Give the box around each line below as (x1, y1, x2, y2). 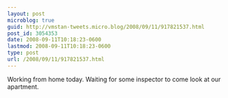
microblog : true (7, 17, 55, 24)
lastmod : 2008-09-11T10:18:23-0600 (7, 43, 111, 50)
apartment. (7, 82, 39, 91)
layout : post (7, 10, 45, 17)
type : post (7, 50, 39, 57)
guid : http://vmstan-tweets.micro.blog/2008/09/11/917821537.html (7, 23, 205, 30)
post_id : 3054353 (7, 29, 58, 37)
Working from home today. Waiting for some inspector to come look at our (7, 75, 222, 83)
